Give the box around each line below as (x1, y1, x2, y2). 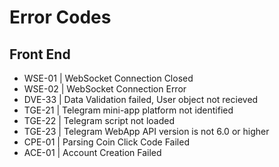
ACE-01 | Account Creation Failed (23, 147, 162, 158)
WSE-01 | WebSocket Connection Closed (23, 72, 194, 84)
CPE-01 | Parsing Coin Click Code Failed (23, 136, 190, 148)
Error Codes (9, 6, 112, 29)
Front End (9, 46, 71, 63)
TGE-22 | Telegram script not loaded (23, 115, 175, 126)
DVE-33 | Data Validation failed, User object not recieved (23, 94, 259, 105)
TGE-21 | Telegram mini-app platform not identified (23, 104, 234, 116)
